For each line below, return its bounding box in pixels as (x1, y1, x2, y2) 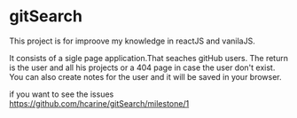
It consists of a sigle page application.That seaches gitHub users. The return (9, 52, 288, 63)
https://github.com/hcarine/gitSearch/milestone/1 (9, 98, 190, 108)
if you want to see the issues (9, 89, 114, 99)
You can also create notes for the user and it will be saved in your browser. (9, 71, 282, 82)
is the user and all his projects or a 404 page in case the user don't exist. (9, 62, 276, 73)
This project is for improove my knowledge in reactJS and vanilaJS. (9, 35, 255, 46)
